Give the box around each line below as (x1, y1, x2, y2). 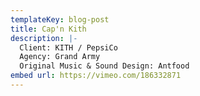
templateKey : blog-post (10, 14, 110, 25)
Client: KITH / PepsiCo (19, 42, 118, 53)
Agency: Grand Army (19, 52, 101, 62)
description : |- (10, 33, 78, 43)
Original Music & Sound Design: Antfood (19, 61, 190, 71)
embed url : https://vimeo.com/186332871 (10, 71, 182, 81)
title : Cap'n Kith (10, 24, 87, 34)
